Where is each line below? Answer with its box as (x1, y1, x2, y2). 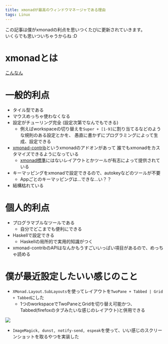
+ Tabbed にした (12, 295, 44, 301)
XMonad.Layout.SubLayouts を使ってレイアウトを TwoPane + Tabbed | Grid (12, 288, 163, 295)
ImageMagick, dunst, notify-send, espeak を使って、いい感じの (12, 327, 145, 333)
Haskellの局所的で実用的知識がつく (20, 239, 93, 245)
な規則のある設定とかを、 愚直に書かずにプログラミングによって (20, 132, 154, 139)
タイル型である (12, 107, 44, 113)
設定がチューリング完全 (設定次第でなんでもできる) (12, 119, 119, 126)
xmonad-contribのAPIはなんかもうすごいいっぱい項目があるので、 (12, 245, 150, 251)
